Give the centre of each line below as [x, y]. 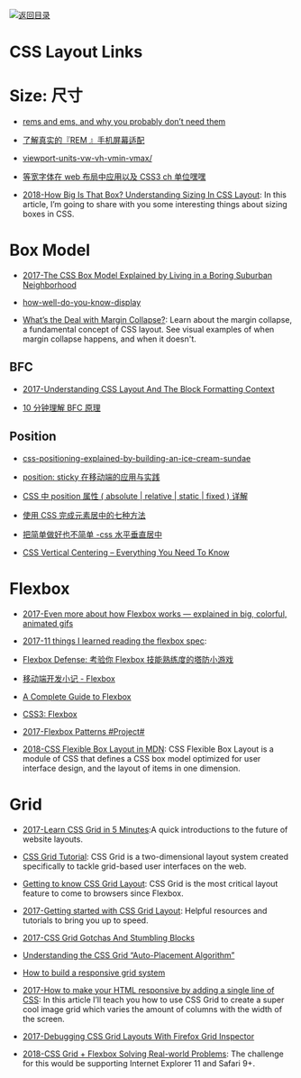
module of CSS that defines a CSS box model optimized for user [141, 758]
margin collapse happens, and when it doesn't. [109, 339]
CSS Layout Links [76, 52]
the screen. [43, 1019]
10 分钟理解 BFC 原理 [61, 407]
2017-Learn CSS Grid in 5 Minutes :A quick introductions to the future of [155, 829]
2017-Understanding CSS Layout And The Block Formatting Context [148, 388]
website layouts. [53, 839]
